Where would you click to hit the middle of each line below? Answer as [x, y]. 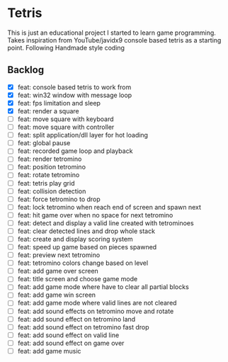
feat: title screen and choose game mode [78, 279]
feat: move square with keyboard [65, 119]
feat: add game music [49, 351]
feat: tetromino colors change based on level [83, 263]
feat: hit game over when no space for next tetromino [95, 215]
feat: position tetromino [52, 167]
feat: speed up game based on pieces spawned [87, 247]
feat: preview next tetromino [59, 255]
